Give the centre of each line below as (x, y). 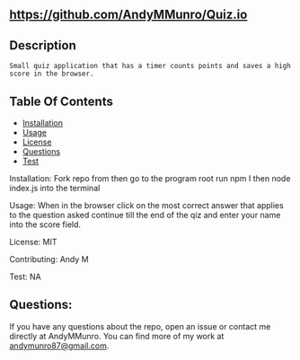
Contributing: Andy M (49, 259)
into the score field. (45, 224)
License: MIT (33, 242)
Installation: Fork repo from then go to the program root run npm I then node (150, 179)
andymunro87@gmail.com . (59, 346)
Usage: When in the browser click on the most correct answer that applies (147, 206)
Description (43, 45)
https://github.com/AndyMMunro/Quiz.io (128, 15)
